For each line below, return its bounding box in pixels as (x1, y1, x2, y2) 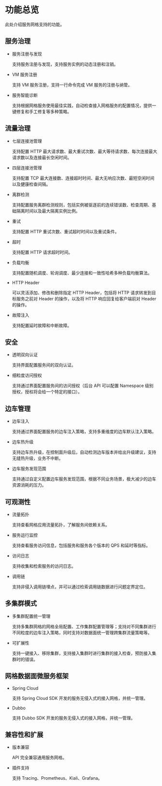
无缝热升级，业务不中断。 (12, 455, 63, 461)
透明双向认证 (12, 352, 38, 358)
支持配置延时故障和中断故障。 (12, 322, 72, 328)
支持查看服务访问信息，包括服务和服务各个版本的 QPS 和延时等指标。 (12, 542, 151, 548)
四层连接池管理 (12, 165, 42, 171)
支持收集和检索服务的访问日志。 (12, 563, 76, 569)
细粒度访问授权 (12, 372, 42, 378)
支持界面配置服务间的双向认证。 (12, 362, 76, 368)
